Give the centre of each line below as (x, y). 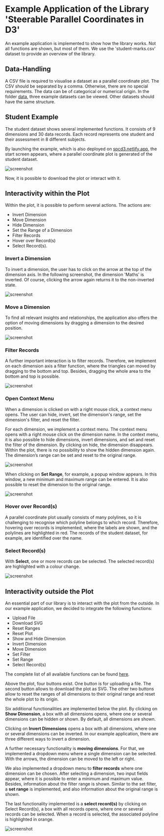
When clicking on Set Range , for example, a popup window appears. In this (81, 474)
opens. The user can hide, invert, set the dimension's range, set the (73, 414)
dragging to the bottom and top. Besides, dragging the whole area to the (78, 371)
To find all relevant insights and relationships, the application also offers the (81, 317)
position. (14, 328)
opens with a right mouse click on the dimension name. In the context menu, (82, 434)
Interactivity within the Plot (47, 193)
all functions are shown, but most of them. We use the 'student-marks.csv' (80, 48)
